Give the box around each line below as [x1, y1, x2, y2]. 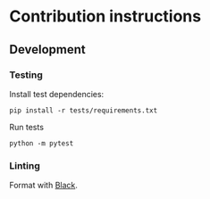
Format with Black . [9, 180, 79, 191]
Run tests [9, 121, 45, 132]
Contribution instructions [9, 6, 202, 27]
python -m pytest [9, 138, 74, 148]
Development [9, 42, 87, 57]
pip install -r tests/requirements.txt [9, 105, 158, 115]
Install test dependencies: [9, 88, 105, 99]
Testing [9, 69, 43, 81]
